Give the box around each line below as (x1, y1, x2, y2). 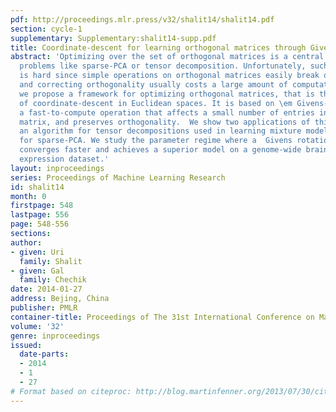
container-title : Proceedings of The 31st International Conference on (10, 312, 315, 322)
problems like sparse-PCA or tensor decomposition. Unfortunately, (19, 61, 307, 71)
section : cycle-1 (10, 24, 83, 34)
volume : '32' (10, 321, 65, 331)
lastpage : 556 (10, 210, 70, 220)
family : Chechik (19, 275, 87, 285)
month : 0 (10, 191, 47, 201)
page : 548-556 (10, 219, 70, 230)
